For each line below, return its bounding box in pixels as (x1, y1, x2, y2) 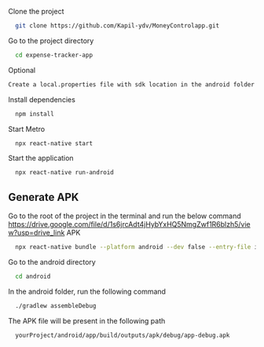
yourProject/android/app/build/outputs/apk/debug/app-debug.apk (15, 331, 230, 339)
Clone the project (8, 7, 64, 16)
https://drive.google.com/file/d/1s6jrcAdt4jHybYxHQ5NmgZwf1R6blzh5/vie (8, 220, 251, 229)
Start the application (8, 153, 74, 163)
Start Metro (8, 124, 46, 133)
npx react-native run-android (15, 169, 114, 177)
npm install (15, 110, 55, 118)
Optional (8, 65, 36, 75)
